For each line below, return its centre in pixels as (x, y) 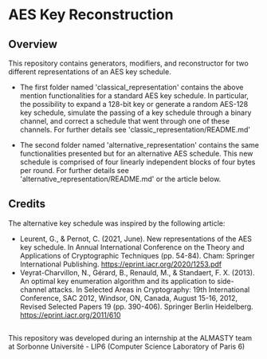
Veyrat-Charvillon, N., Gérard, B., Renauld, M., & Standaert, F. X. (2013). (137, 272)
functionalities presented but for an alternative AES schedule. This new (136, 154)
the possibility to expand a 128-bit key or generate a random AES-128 (134, 104)
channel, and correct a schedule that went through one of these (124, 121)
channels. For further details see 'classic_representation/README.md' (135, 130)
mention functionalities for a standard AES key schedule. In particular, (134, 96)
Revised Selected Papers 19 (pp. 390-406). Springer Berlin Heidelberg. (136, 306)
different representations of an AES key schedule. (90, 72)
